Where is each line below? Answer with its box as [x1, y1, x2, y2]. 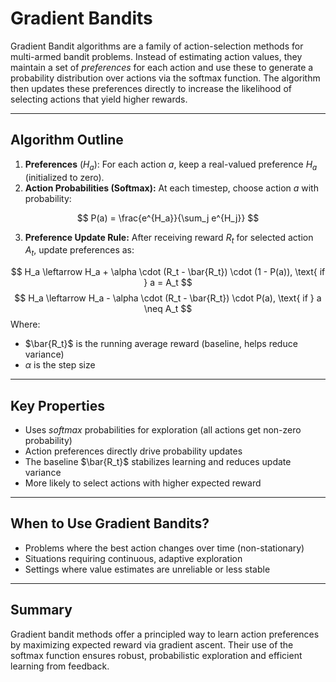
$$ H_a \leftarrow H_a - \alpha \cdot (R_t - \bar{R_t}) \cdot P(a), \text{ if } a [14, 292, 322, 304]
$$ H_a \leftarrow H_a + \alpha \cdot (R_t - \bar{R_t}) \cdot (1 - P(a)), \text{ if [10, 266, 326, 278]
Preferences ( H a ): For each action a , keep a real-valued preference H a [24, 158, 318, 172]
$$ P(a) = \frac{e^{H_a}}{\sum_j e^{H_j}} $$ [76, 212, 260, 224]
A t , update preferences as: [24, 244, 135, 259]
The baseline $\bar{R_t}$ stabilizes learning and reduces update [24, 455, 292, 467]
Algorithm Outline [10, 132, 124, 149]
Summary [10, 602, 73, 619]
